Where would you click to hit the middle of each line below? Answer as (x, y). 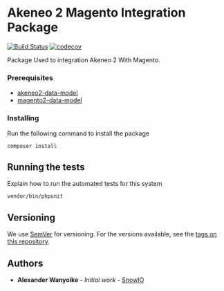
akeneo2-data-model (47, 93)
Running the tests (46, 167)
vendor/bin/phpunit (35, 196)
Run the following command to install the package (78, 133)
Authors (25, 263)
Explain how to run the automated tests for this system (85, 184)
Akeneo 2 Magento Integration (96, 13)
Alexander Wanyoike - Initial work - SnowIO (81, 280)
